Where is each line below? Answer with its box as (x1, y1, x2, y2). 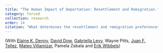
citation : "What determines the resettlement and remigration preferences (5, 25, 160, 30)
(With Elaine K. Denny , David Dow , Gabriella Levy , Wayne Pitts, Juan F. (5, 38, 146, 43)
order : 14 (5, 20, 25, 25)
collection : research (5, 16, 49, 21)
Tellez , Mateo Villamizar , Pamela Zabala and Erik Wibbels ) (5, 43, 121, 49)
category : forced (5, 11, 40, 16)
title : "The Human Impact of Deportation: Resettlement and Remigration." (5, 7, 160, 12)
